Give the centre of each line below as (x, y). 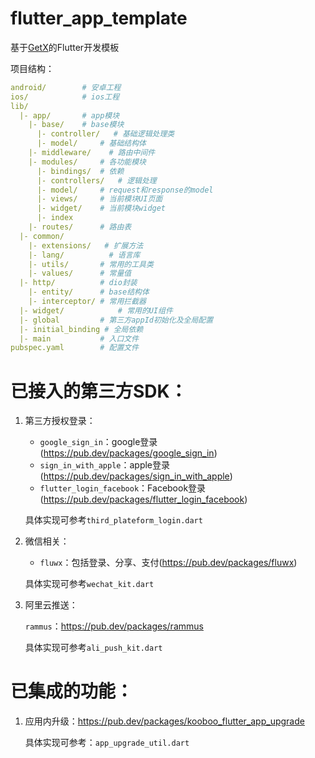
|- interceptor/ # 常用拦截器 (87, 302)
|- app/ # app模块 (69, 115)
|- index (55, 218)
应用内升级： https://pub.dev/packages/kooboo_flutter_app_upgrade (164, 721)
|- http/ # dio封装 (78, 283)
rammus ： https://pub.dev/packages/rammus (114, 626)
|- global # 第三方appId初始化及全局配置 (116, 320)
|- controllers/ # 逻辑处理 (96, 180)
